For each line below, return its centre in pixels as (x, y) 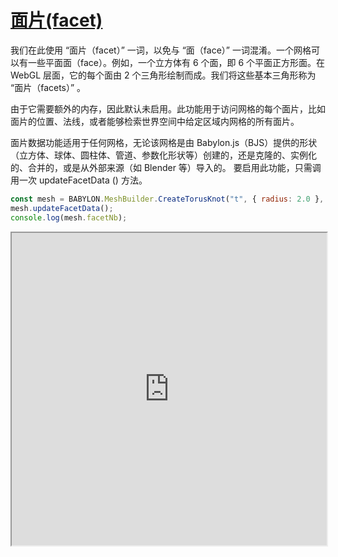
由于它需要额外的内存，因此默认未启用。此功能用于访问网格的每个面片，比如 (168, 108)
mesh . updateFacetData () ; (62, 208)
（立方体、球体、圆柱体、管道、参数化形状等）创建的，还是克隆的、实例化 (163, 155)
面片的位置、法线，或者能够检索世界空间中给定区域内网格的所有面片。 (155, 121)
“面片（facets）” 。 (48, 87)
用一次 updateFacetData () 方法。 (79, 180)
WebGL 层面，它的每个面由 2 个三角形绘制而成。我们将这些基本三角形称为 (163, 75)
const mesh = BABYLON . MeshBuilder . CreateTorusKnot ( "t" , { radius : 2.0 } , (167, 199)
